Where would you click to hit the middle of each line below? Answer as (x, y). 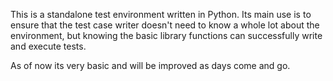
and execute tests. (48, 46)
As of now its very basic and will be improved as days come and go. (150, 65)
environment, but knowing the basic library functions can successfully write (166, 35)
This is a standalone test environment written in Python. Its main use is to (161, 14)
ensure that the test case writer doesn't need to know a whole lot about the (165, 25)
